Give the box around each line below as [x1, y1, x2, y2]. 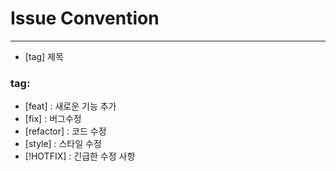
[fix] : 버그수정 [24, 113, 82, 125]
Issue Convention [10, 7, 160, 30]
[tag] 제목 [24, 50, 64, 62]
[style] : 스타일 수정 [24, 138, 102, 150]
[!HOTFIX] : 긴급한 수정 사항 [24, 150, 136, 162]
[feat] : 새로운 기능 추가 [24, 100, 117, 112]
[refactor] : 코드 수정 [24, 125, 107, 137]
